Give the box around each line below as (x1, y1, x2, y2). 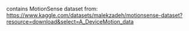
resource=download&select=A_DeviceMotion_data (6, 18, 134, 25)
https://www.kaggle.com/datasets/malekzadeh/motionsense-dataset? (6, 12, 183, 19)
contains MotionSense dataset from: (6, 5, 98, 12)
